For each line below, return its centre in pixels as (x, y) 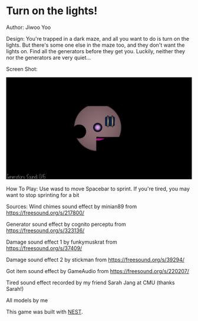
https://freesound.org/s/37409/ (44, 248)
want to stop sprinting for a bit (43, 195)
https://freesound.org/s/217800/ (45, 213)
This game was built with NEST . (44, 312)
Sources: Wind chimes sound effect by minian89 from (72, 206)
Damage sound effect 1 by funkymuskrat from (62, 242)
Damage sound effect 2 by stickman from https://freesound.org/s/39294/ (95, 260)
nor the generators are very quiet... (49, 57)
